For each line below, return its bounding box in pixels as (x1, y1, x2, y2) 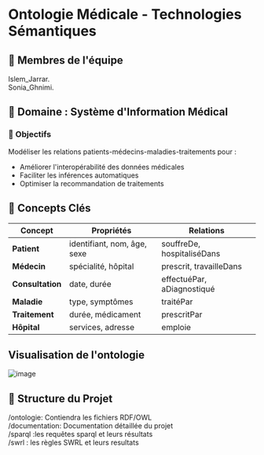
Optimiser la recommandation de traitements (19, 178, 164, 188)
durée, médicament (69, 309, 141, 320)
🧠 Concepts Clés (8, 202, 92, 215)
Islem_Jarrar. (8, 75, 50, 83)
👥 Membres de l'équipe (8, 53, 123, 67)
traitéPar (161, 296, 193, 307)
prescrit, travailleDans (161, 261, 242, 272)
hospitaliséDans (161, 248, 221, 259)
